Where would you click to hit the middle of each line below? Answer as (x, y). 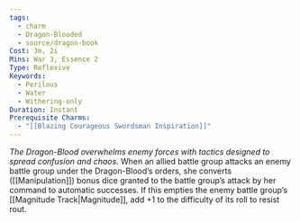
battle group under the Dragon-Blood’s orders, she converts (121, 171)
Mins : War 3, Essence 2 (54, 59)
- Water (32, 93)
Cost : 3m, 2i (34, 51)
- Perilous (38, 84)
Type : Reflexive (40, 68)
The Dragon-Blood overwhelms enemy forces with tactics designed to (140, 152)
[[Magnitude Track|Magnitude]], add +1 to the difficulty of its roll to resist (145, 200)
